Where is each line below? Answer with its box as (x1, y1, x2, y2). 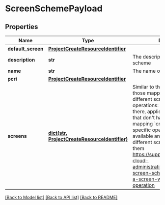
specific (132, 126, 151, 133)
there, (132, 108, 146, 115)
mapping (132, 120, 153, 127)
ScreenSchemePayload (5, 3, 103, 14)
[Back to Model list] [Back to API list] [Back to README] (5, 195, 118, 200)
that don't (132, 114, 155, 121)
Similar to (132, 84, 155, 90)
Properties (5, 23, 38, 31)
